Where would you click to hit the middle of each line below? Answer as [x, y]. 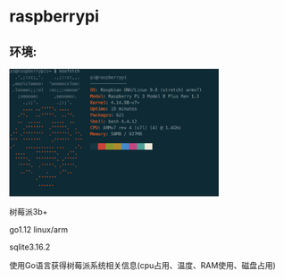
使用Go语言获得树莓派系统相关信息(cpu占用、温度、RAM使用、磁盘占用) [143, 266]
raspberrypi [54, 17]
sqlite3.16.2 [30, 247]
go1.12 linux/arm [39, 230]
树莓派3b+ [29, 212]
